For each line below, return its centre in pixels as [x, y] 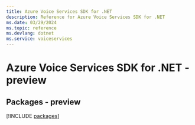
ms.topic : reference [32, 28]
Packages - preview [43, 102]
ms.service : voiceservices [39, 39]
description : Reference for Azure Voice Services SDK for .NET [86, 17]
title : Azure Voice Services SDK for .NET [59, 11]
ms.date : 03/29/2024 [32, 22]
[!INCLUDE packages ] [33, 116]
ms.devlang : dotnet [30, 33]
